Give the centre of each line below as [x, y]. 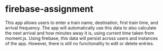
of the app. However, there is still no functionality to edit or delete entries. [80, 43]
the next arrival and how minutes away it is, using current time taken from [80, 33]
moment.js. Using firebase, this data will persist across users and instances [81, 38]
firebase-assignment [49, 9]
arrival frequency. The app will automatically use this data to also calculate [81, 27]
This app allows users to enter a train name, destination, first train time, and [82, 23]
